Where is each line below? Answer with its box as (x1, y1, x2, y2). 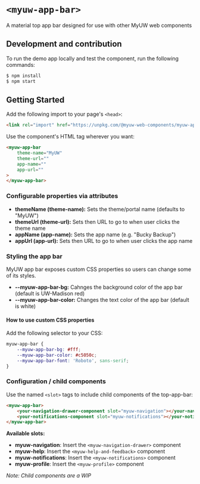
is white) (14, 303, 36, 310)
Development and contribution (6, 39, 122, 49)
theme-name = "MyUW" (17, 150, 62, 156)
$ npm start (6, 78, 36, 84)
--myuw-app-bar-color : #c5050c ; (17, 352, 97, 358)
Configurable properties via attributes (6, 192, 118, 201)
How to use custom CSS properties (6, 316, 95, 323)
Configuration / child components (6, 377, 106, 386)
